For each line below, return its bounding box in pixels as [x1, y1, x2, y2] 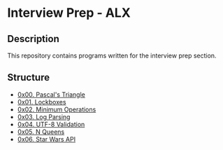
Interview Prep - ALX [7, 5, 131, 21]
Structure [7, 71, 50, 83]
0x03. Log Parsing [17, 112, 71, 121]
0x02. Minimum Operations [17, 105, 96, 114]
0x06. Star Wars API [17, 135, 75, 143]
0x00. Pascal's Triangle [17, 90, 85, 99]
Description [7, 33, 59, 45]
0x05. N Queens [17, 128, 65, 136]
